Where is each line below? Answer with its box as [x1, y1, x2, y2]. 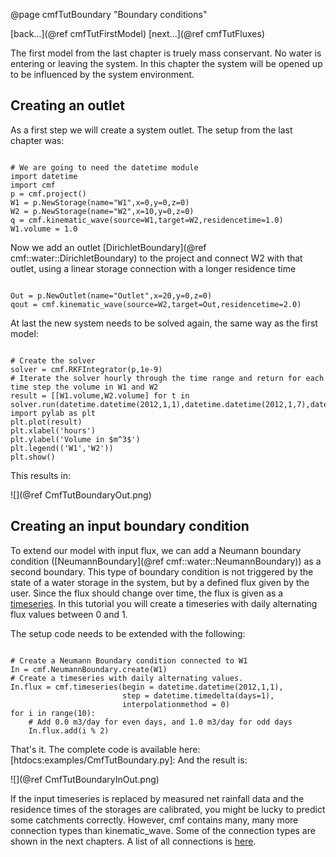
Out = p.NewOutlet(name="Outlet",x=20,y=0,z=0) [10, 290, 213, 301]
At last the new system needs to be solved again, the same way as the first [10, 317, 318, 329]
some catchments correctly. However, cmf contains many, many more [10, 814, 299, 826]
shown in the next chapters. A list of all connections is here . [10, 835, 257, 847]
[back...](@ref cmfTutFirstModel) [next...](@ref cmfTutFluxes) [10, 28, 266, 39]
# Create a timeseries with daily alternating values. [10, 673, 244, 683]
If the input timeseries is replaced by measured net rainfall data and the [10, 792, 305, 804]
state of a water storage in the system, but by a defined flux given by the [10, 576, 310, 588]
